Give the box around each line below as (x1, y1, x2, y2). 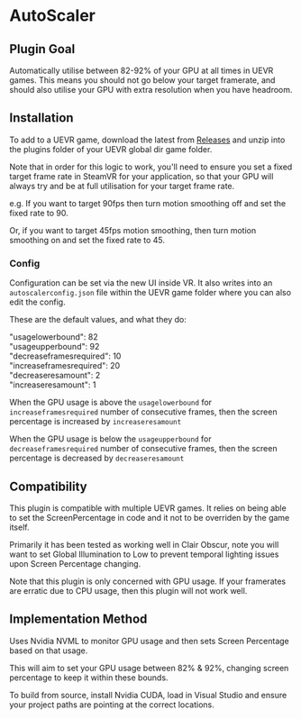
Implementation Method (9, 612, 148, 627)
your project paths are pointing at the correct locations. (9, 699, 214, 710)
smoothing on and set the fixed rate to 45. (9, 234, 165, 245)
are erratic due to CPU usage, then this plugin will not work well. (9, 585, 248, 596)
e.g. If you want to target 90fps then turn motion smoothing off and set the (9, 197, 287, 208)
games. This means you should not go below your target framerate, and (9, 75, 276, 86)
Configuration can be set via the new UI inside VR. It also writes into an (9, 278, 273, 288)
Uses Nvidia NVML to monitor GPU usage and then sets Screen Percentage (9, 635, 290, 646)
